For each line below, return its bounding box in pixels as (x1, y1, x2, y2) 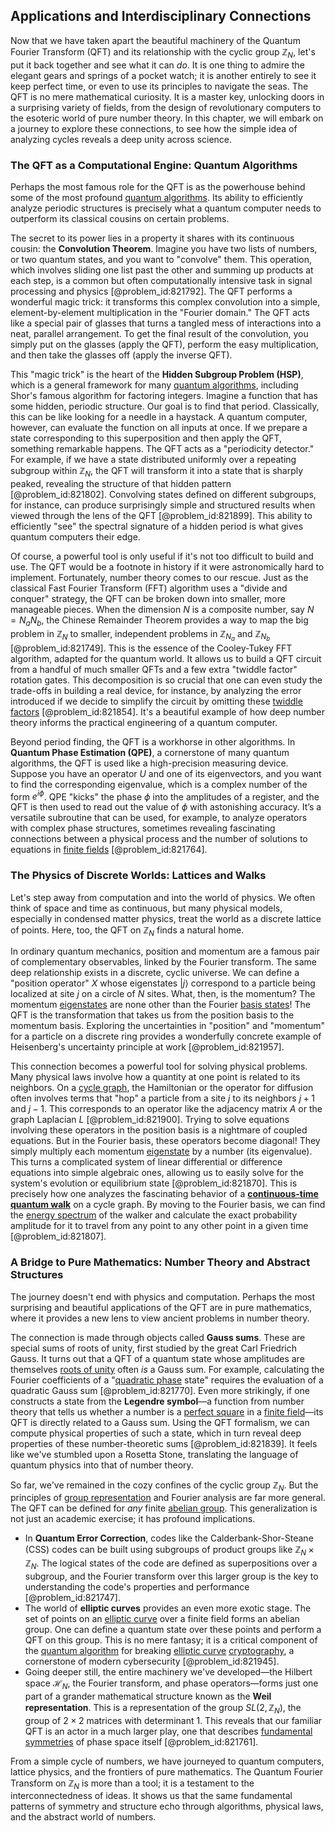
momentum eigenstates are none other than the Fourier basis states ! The (10, 999, 311, 1011)
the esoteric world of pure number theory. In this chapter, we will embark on (10, 112, 324, 124)
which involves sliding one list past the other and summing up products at (10, 264, 314, 276)
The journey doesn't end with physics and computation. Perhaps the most (10, 1290, 316, 1303)
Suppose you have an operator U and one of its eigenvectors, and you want (10, 767, 322, 779)
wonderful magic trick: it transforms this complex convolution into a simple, (10, 295, 321, 308)
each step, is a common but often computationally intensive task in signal (10, 274, 313, 286)
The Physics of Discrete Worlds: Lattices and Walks (10, 869, 267, 883)
